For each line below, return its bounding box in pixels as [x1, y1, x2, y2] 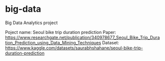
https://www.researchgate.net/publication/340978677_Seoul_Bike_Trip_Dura [5, 34, 160, 40]
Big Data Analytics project [5, 20, 58, 26]
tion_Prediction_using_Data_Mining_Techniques [5, 39, 101, 45]
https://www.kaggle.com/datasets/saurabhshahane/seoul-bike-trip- [5, 45, 143, 51]
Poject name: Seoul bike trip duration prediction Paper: [5, 29, 117, 35]
